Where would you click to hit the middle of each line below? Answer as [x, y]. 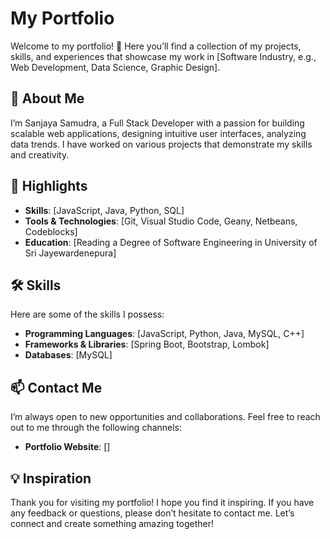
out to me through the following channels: [96, 428]
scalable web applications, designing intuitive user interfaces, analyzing [158, 133]
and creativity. [40, 154]
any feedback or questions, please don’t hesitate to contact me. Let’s [152, 513]
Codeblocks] [51, 231]
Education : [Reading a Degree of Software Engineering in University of [171, 242]
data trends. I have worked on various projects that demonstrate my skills [161, 144]
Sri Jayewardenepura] [70, 253]
